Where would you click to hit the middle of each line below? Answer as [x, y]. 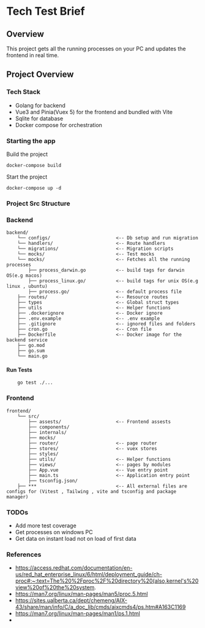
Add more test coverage [46, 525]
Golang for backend [40, 105]
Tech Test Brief [46, 11]
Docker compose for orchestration [59, 125]
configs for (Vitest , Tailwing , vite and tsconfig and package [91, 491]
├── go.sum [31, 351]
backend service [27, 340]
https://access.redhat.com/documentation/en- [74, 568]
